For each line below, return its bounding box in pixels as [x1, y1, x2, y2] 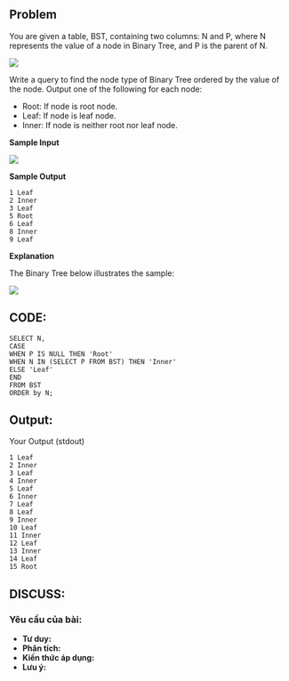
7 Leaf [9, 500, 34, 509]
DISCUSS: [9, 587, 66, 602]
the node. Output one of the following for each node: [9, 84, 203, 94]
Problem [9, 7, 58, 22]
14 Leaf [9, 555, 38, 563]
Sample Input [9, 137, 60, 148]
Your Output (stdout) [9, 436, 85, 447]
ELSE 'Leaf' [9, 365, 53, 374]
